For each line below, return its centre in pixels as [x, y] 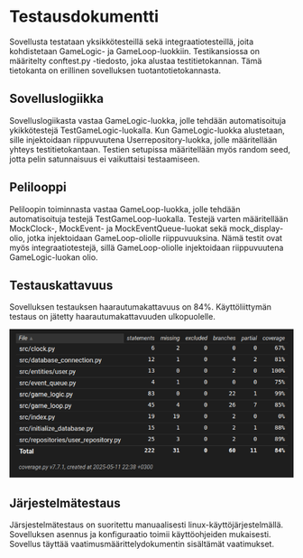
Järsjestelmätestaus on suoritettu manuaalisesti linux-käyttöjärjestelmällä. [147, 525]
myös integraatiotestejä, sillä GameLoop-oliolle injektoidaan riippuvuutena [147, 247]
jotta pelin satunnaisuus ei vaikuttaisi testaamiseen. [105, 159]
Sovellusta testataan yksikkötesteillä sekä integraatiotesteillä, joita [132, 42]
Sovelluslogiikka [56, 99]
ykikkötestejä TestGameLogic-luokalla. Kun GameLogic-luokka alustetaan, [147, 130]
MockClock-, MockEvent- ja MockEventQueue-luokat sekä [119, 228]
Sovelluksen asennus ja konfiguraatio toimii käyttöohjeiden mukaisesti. [140, 534]
